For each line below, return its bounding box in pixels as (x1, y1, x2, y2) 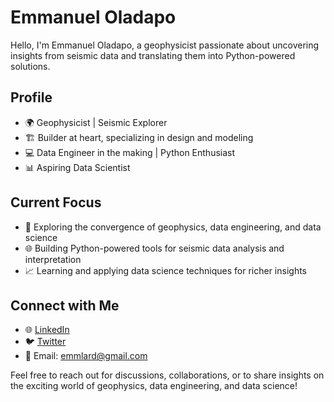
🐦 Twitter (24, 336, 67, 348)
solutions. (10, 60, 51, 72)
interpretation (24, 253, 82, 265)
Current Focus (10, 194, 102, 211)
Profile (10, 89, 53, 106)
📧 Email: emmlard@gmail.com (24, 350, 148, 362)
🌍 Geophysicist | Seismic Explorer (24, 116, 168, 128)
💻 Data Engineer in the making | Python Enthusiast (24, 146, 236, 158)
